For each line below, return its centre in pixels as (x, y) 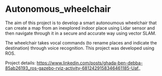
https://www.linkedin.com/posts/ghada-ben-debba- (89, 63)
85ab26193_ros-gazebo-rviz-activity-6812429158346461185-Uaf (72, 68)
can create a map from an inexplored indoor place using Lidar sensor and (80, 28)
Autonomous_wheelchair (58, 9)
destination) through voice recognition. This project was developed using (80, 48)
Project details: (20, 63)
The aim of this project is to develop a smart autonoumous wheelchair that (81, 23)
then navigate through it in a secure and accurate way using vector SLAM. (81, 33)
